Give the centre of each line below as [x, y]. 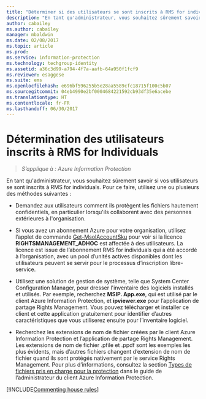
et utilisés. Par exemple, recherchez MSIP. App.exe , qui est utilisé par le [106, 294]
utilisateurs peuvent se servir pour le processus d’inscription [92, 263]
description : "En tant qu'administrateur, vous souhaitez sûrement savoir [104, 18]
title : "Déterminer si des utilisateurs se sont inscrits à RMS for [96, 12]
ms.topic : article [30, 47]
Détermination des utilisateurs [85, 139]
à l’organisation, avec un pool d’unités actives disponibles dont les [99, 256]
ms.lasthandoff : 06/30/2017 [42, 109]
